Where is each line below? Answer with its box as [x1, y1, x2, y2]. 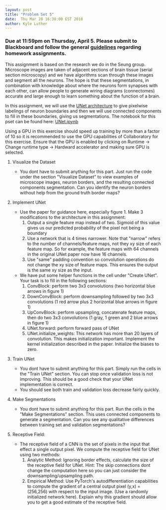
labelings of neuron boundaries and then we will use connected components [5, 108, 162, 114]
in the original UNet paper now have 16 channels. [27, 251, 128, 257]
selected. [5, 149, 24, 155]
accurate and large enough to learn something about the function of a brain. [5, 93, 161, 99]
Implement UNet [12, 199, 46, 205]
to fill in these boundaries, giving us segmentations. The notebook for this [5, 113, 156, 119]
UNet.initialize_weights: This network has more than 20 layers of [27, 330, 159, 336]
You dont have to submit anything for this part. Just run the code [19, 169, 152, 174]
